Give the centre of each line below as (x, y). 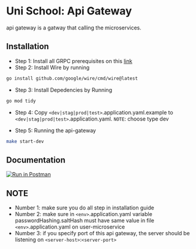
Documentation (36, 160)
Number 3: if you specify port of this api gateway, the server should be (102, 233)
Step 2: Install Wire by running (52, 67)
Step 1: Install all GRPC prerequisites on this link (74, 61)
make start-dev (25, 141)
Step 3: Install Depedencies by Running (64, 90)
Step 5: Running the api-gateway (55, 130)
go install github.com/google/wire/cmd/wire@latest (72, 78)
